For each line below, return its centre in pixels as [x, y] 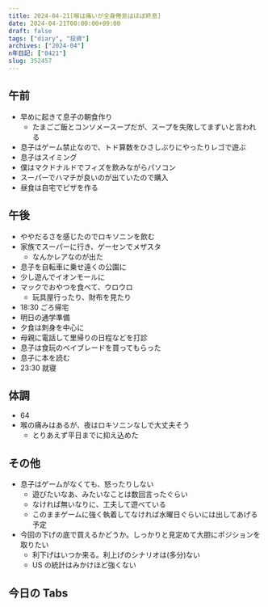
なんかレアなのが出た [67, 256]
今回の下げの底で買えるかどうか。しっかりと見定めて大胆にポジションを [140, 535]
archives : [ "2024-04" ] [46, 46]
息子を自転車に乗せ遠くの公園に [73, 267]
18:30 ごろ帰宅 [44, 307]
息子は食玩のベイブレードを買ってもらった [90, 348]
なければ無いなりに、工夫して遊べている [99, 504]
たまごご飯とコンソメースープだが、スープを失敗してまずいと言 [137, 127]
